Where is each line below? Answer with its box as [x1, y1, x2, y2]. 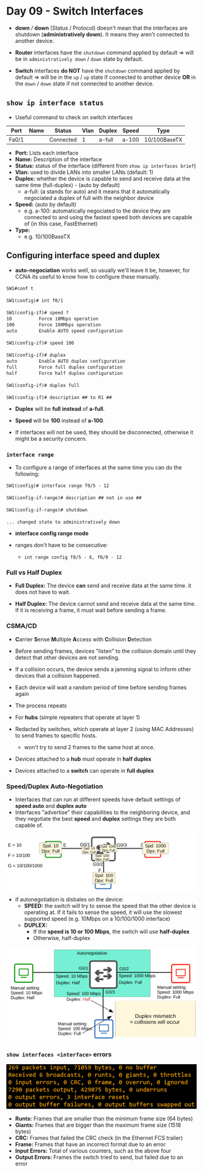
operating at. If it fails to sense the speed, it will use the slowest [24, 909, 182, 916]
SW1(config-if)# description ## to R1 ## [6, 394, 112, 400]
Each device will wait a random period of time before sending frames [14, 683, 187, 691]
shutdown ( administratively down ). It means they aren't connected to [14, 30, 190, 38]
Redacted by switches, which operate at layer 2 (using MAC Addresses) [14, 725, 195, 732]
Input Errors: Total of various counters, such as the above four [14, 1147, 172, 1154]
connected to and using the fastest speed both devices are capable [24, 214, 193, 220]
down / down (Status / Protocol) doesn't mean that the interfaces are [14, 24, 188, 31]
